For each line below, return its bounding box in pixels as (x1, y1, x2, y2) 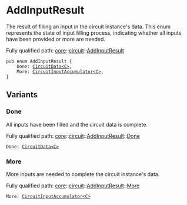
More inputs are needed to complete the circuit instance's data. (6, 170, 160, 177)
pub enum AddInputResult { (6, 58, 72, 64)
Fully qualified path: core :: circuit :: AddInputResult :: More (6, 182, 140, 189)
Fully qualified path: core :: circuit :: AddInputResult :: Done (6, 132, 140, 139)
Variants (6, 90, 38, 100)
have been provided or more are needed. (6, 35, 106, 42)
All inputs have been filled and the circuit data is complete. (6, 121, 148, 128)
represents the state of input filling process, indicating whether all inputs (6, 29, 182, 36)
